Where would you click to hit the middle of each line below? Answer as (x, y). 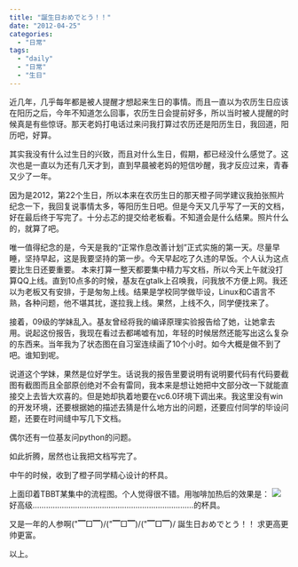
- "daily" (35, 59)
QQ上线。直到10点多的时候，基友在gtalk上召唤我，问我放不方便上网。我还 (152, 280)
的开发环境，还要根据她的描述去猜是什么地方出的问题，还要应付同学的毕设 (145, 407)
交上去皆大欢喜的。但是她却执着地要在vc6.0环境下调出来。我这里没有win (150, 395)
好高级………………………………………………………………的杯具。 (117, 505)
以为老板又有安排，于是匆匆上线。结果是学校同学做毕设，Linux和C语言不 (142, 291)
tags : (19, 51)
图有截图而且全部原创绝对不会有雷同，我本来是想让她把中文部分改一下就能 (145, 385)
